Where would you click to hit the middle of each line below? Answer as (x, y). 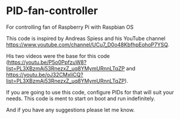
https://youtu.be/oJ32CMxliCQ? (45, 74)
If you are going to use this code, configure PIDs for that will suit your (90, 92)
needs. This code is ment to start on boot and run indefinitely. (81, 98)
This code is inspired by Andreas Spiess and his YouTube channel (86, 38)
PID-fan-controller (52, 11)
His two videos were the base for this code (58, 56)
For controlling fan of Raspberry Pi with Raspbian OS (70, 27)
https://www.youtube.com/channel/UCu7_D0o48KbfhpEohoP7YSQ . (88, 45)
